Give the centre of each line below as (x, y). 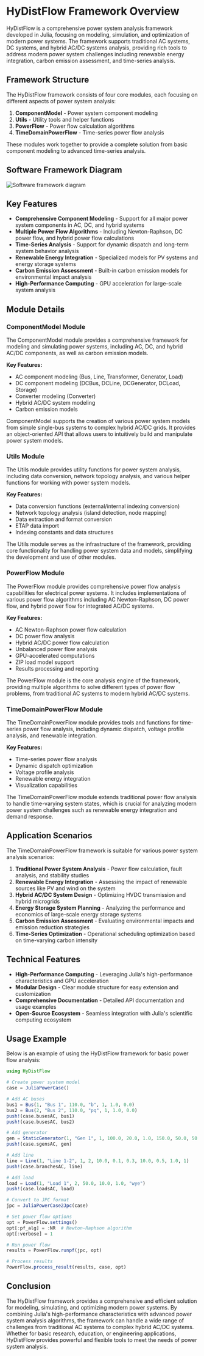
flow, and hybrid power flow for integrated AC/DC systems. (80, 606)
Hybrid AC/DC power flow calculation (62, 643)
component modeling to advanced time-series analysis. (76, 150)
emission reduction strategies (52, 927)
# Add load (20, 1177)
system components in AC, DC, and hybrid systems (80, 225)
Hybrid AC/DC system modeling (55, 403)
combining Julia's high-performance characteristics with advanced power (99, 1314)
